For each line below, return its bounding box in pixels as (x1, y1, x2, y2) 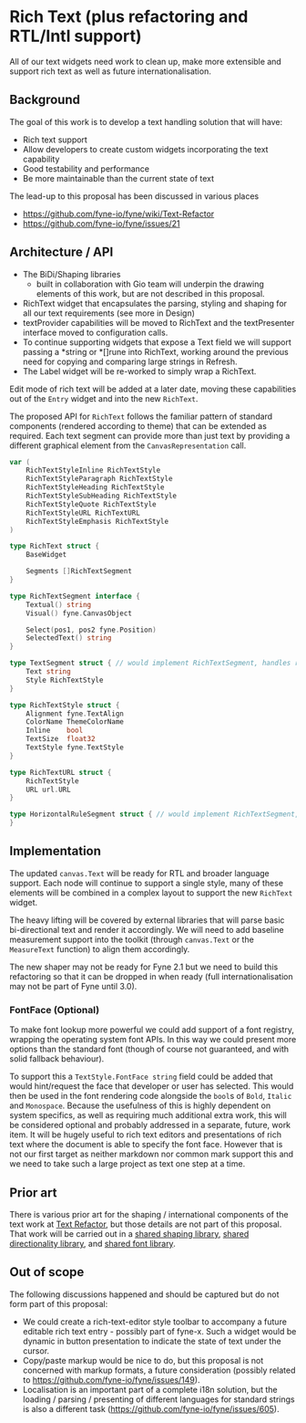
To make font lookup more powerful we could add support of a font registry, (9, 1024, 294, 1035)
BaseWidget (25, 550, 67, 560)
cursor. (22, 1345, 50, 1356)
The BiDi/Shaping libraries (22, 268, 121, 279)
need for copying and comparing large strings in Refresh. (22, 356, 239, 367)
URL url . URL (25, 785, 71, 794)
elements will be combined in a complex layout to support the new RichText (9, 887, 293, 898)
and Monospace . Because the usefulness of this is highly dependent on (9, 1100, 271, 1111)
